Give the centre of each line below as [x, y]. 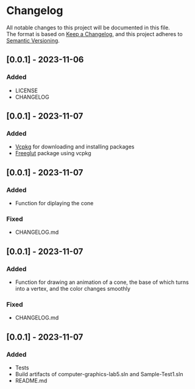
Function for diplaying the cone [54, 203]
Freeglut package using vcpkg [53, 153]
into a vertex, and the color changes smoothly [73, 288]
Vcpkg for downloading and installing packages [75, 147]
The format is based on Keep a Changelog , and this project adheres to [94, 34]
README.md [31, 380]
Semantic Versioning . [33, 40]
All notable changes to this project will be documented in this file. [88, 27]
